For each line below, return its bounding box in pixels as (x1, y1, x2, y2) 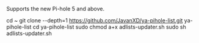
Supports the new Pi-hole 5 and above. (6, 5, 105, 12)
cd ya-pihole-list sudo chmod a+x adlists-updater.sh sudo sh (32, 24, 186, 30)
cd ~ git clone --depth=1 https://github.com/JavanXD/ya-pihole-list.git (6, 17, 183, 24)
